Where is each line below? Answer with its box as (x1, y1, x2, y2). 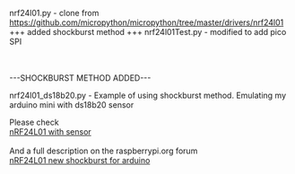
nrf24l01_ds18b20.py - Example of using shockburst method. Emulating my (9, 90, 287, 100)
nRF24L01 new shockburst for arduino (9, 155, 151, 165)
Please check (9, 117, 60, 127)
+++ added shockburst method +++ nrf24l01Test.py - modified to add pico (9, 27, 287, 37)
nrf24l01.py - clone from (9, 8, 100, 18)
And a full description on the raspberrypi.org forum (9, 145, 198, 156)
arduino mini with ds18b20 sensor (9, 100, 134, 110)
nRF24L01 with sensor (9, 126, 91, 137)
